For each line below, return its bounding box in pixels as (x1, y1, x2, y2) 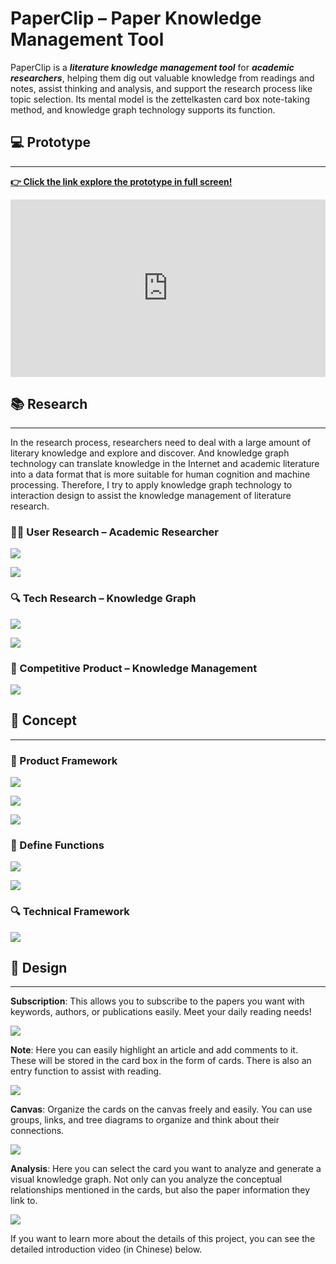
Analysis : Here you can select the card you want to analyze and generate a (10, 1163, 322, 1175)
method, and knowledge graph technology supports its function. (10, 103, 276, 116)
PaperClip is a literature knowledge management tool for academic (10, 61, 295, 73)
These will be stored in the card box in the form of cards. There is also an (10, 1055, 312, 1067)
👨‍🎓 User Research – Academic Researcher (10, 525, 219, 539)
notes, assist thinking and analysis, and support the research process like (10, 82, 313, 94)
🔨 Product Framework (10, 753, 118, 767)
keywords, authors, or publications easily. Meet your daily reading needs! (10, 1006, 312, 1018)
